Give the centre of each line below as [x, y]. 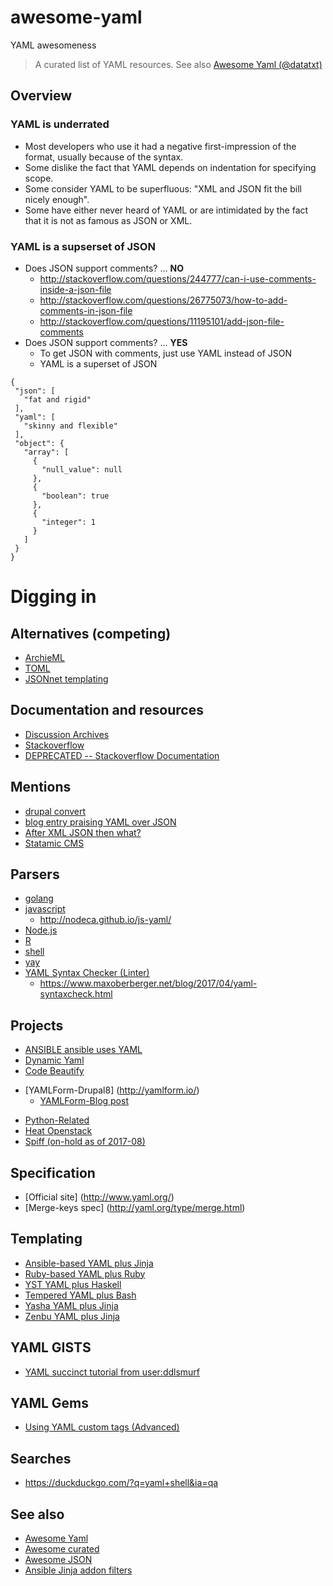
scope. [39, 178]
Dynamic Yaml [54, 1060]
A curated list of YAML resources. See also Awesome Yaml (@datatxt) [178, 64]
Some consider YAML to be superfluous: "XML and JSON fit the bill [163, 188]
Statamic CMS [54, 843]
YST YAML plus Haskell [73, 1284]
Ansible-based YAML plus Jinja [89, 1263]
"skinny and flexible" [70, 426]
